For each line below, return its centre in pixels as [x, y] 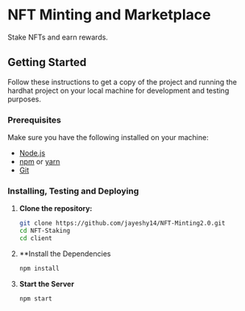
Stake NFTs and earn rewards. [58, 37]
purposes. [25, 99]
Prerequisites [34, 120]
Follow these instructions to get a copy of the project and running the [122, 81]
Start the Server [46, 284]
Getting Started [47, 62]
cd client [36, 238]
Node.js [32, 153]
